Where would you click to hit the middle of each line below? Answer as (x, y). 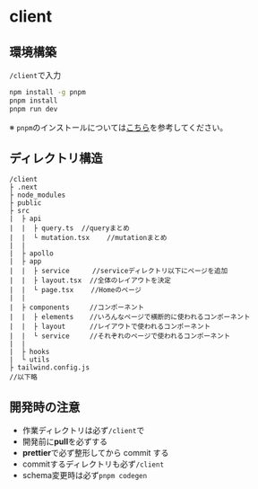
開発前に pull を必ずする (64, 441)
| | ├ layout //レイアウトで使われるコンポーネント (110, 327)
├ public (26, 203)
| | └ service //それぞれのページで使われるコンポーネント (120, 336)
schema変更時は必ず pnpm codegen (85, 476)
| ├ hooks (30, 352)
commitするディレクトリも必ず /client (93, 464)
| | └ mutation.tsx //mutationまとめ (88, 238)
